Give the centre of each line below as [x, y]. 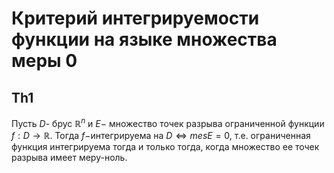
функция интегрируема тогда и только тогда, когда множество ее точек [165, 146]
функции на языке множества [144, 39]
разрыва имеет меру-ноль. [69, 157]
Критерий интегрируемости [135, 18]
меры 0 [44, 61]
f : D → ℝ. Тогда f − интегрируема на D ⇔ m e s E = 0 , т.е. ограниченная [161, 135]
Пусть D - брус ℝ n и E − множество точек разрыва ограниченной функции [168, 122]
